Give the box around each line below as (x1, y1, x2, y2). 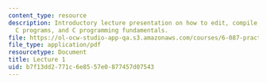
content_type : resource (8, 11, 87, 20)
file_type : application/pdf (8, 41, 102, 49)
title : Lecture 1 (8, 56, 66, 64)
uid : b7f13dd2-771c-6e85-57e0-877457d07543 (8, 63, 155, 71)
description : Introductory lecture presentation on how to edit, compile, (8, 19, 261, 27)
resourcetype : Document (8, 48, 87, 56)
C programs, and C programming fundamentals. (15, 26, 169, 34)
